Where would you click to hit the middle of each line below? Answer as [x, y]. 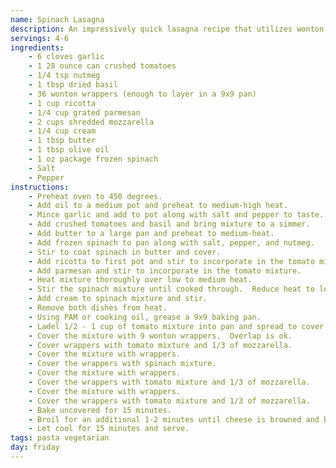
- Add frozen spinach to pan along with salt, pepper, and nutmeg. [171, 242]
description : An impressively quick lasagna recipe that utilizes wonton [167, 29]
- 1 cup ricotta [62, 103]
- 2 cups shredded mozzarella [91, 122]
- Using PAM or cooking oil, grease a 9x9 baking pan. [145, 317]
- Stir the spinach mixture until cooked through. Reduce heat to [171, 289]
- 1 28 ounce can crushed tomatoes [102, 66]
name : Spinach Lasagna [57, 19]
